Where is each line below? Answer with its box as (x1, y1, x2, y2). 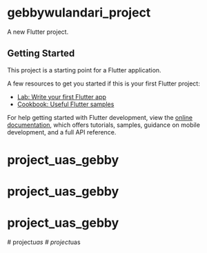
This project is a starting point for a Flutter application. (7, 65, 161, 74)
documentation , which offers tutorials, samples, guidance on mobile (7, 121, 200, 129)
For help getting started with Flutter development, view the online (7, 113, 193, 121)
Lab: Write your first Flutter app (17, 92, 107, 101)
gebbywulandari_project (7, 5, 151, 21)
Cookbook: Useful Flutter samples (17, 100, 115, 108)
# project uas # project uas (7, 238, 81, 246)
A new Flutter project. (7, 28, 69, 36)
